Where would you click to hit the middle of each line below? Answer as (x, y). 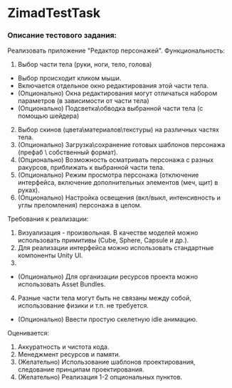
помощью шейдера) (48, 116)
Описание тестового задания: (62, 36)
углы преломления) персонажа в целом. (80, 205)
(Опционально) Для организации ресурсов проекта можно (107, 277)
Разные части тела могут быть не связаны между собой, (105, 298)
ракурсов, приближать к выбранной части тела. (91, 168)
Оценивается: (28, 333)
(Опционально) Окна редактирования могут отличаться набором (117, 93)
